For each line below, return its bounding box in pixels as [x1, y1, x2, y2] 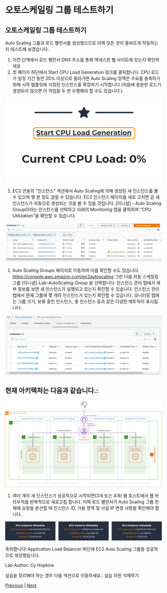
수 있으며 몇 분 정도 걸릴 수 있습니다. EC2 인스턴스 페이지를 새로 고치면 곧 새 [12, 194, 160, 200]
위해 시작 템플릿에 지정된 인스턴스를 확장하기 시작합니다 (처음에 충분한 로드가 [12, 82, 162, 87]
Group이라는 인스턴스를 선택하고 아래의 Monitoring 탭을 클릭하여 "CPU [12, 207, 152, 213]
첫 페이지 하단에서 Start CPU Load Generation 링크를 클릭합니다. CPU [12, 69, 150, 75]
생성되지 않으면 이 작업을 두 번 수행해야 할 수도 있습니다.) [12, 88, 123, 93]
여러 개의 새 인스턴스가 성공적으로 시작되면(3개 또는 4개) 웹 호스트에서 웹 [12, 493, 154, 499]
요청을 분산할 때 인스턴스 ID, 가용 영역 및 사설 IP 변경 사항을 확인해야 [21, 505, 154, 511]
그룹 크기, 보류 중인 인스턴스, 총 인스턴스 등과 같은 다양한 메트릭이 [17, 299, 145, 305]
